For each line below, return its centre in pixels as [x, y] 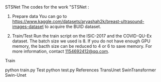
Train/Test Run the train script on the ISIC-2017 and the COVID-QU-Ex [82, 36]
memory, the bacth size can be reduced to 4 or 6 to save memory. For [82, 46]
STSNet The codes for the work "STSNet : [47, 7]
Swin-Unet [16, 75]
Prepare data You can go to [39, 16]
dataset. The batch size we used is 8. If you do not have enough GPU [81, 41]
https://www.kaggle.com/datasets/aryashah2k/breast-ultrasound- [78, 21]
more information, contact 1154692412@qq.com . [61, 51]
